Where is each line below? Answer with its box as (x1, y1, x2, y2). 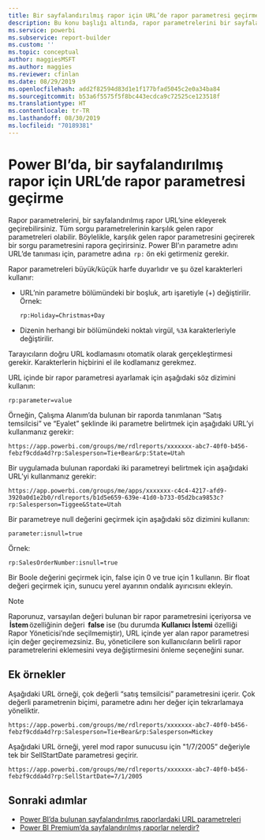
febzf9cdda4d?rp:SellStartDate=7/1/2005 (8, 772, 144, 780)
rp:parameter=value (8, 396, 73, 404)
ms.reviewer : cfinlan (8, 70, 80, 78)
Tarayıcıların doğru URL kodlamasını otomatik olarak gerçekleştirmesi (8, 349, 233, 358)
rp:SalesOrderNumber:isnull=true (8, 558, 118, 567)
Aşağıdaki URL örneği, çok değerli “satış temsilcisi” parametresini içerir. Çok (8, 688, 256, 699)
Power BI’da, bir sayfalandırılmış (8, 156, 224, 174)
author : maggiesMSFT (8, 56, 77, 64)
